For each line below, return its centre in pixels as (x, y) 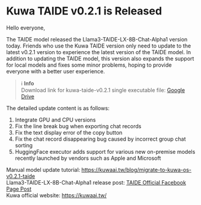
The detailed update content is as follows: (58, 108)
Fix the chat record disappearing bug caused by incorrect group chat (100, 139)
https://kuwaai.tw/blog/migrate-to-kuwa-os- (136, 170)
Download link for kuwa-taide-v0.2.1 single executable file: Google (103, 90)
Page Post (19, 189)
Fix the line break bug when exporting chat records (78, 126)
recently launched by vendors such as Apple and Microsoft (88, 158)
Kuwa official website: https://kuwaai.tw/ (56, 195)
